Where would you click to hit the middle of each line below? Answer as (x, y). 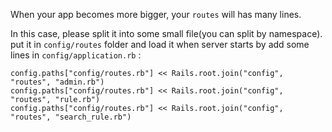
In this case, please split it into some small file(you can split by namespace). (166, 33)
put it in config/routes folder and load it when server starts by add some (160, 44)
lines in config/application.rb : (76, 55)
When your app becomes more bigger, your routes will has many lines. (156, 14)
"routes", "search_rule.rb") (71, 117)
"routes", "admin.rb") (57, 82)
